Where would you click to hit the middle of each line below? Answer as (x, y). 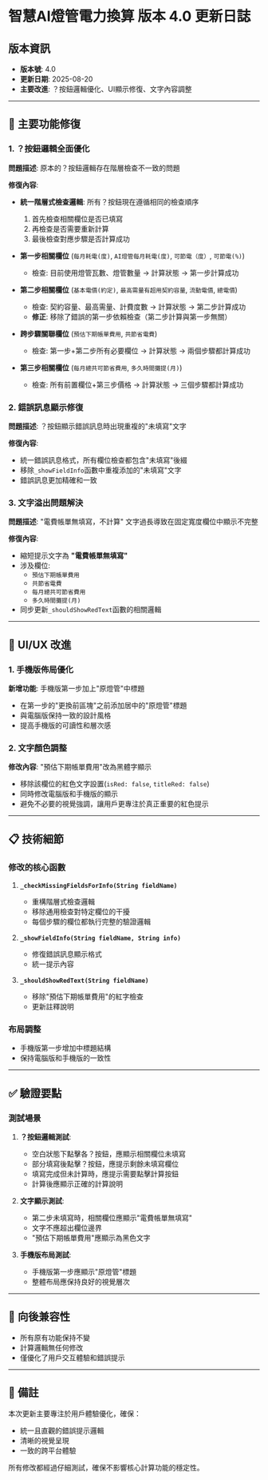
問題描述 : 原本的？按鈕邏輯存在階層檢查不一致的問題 (94, 168)
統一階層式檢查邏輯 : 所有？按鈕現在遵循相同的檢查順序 (109, 201)
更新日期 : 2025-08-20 (56, 79)
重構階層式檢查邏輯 (63, 901)
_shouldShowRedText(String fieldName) (84, 981)
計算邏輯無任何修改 (51, 1347)
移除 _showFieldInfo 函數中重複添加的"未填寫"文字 (100, 470)
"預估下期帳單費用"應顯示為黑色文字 (91, 1237)
